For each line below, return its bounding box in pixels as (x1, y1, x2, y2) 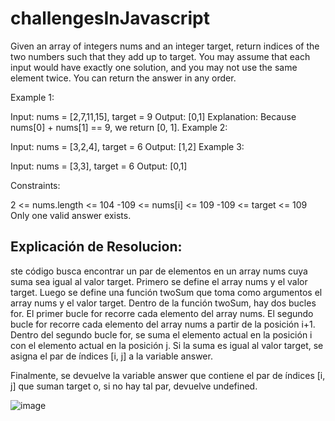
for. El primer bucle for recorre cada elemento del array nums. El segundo (10, 307, 314, 319)
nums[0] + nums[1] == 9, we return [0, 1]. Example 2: (10, 121, 228, 133)
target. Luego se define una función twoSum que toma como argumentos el (10, 286, 323, 298)
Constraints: (10, 179, 61, 191)
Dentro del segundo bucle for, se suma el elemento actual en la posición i (10, 328, 313, 341)
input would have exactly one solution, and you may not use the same (10, 61, 298, 73)
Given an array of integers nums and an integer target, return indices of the (10, 40, 320, 52)
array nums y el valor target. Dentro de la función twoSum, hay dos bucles (10, 297, 317, 309)
